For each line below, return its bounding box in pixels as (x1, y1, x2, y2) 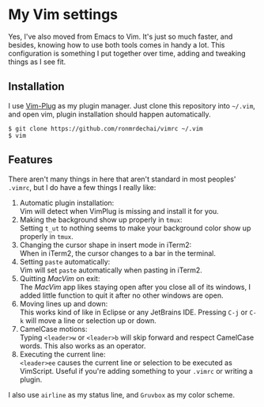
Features (8, 153, 53, 167)
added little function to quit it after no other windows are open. (19, 291, 224, 300)
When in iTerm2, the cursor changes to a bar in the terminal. (19, 248, 216, 258)
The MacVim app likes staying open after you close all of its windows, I (19, 282, 251, 291)
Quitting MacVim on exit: (19, 273, 100, 283)
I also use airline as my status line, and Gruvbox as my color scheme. (8, 390, 236, 399)
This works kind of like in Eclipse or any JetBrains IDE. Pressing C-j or (19, 307, 248, 317)
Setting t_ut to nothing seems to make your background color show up (19, 223, 251, 233)
